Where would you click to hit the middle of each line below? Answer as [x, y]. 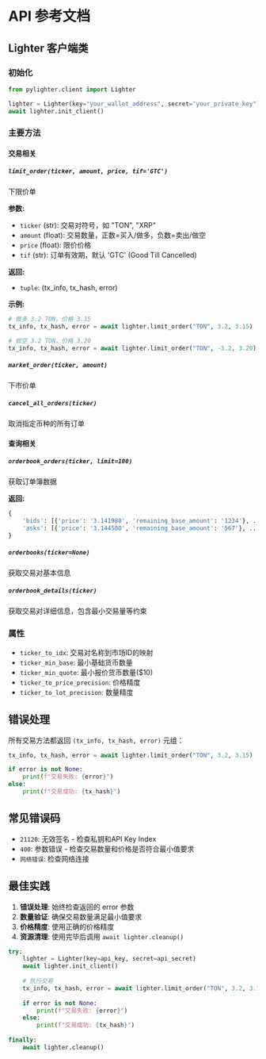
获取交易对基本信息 [40, 573]
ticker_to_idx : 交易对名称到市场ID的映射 [86, 652]
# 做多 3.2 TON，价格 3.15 [49, 319]
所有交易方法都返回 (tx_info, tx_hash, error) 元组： [96, 740]
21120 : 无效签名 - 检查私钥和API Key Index [88, 838]
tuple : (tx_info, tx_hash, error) [68, 287]
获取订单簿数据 [32, 482]
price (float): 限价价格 [55, 245]
